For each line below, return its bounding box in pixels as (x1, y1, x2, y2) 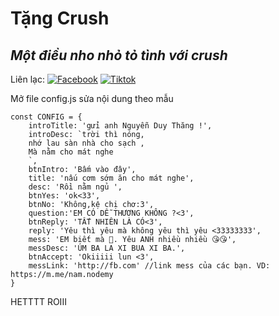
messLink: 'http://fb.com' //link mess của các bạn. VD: (28, 261, 271, 271)
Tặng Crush (10, 7, 110, 30)
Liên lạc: (10, 73, 45, 85)
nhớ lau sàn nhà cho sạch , (28, 138, 145, 148)
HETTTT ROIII (10, 296, 67, 307)
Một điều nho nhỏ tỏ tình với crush (10, 47, 228, 64)
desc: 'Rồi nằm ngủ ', (28, 182, 123, 192)
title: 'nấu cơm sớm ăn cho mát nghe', (28, 173, 195, 183)
